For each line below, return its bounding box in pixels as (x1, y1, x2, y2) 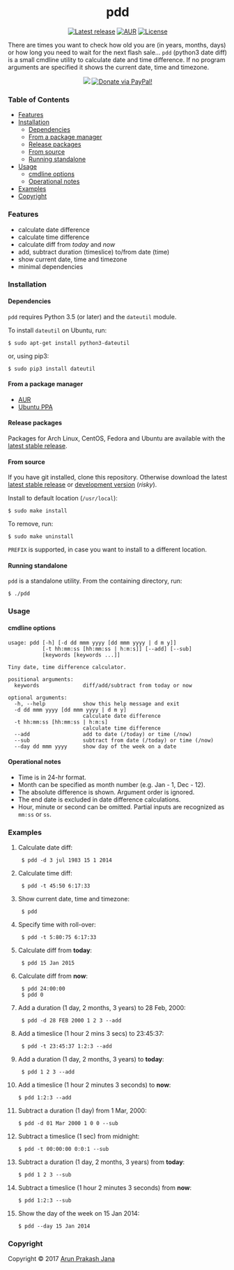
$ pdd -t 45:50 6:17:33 (21, 882, 91, 889)
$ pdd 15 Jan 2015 (21, 960, 75, 967)
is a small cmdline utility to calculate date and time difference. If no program (8, 55, 226, 63)
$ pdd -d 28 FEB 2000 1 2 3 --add (21, 1017, 122, 1025)
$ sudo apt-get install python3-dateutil (8, 339, 130, 346)
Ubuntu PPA (17, 402, 53, 411)
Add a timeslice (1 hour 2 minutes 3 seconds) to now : (17, 1081, 171, 1089)
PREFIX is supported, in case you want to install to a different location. (8, 545, 208, 554)
